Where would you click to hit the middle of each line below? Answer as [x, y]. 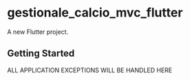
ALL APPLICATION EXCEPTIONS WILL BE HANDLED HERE [90, 70]
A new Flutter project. [38, 32]
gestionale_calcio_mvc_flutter [95, 13]
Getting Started [41, 53]
